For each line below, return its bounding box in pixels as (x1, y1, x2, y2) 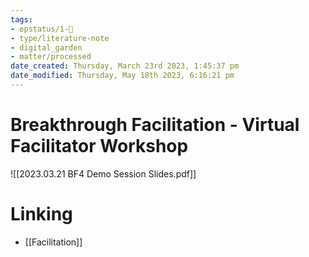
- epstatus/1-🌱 (10, 24, 74, 34)
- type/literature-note (10, 33, 110, 43)
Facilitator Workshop (10, 135, 189, 158)
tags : (10, 14, 33, 25)
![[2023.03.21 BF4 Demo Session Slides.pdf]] (10, 167, 197, 180)
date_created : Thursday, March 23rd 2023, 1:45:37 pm (10, 61, 240, 71)
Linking (10, 203, 73, 225)
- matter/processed (10, 52, 92, 62)
